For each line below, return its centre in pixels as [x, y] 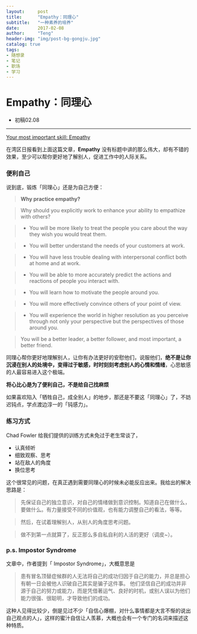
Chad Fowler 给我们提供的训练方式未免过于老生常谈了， [73, 435]
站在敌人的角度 [33, 462]
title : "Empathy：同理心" [43, 17]
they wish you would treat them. [68, 234]
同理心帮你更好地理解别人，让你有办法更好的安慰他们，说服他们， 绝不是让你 [98, 358]
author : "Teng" [30, 34]
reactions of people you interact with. [74, 281]
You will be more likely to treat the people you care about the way [108, 228]
